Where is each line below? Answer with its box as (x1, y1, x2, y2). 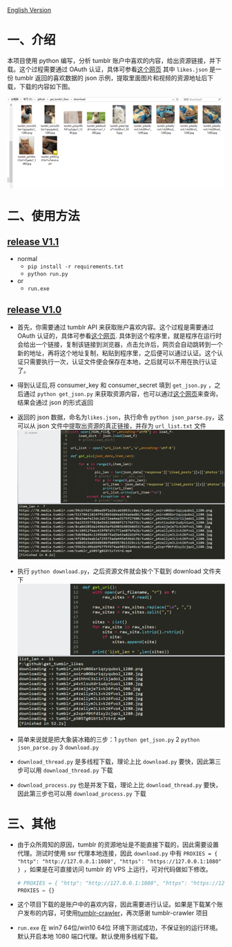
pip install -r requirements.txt (27, 263, 124, 270)
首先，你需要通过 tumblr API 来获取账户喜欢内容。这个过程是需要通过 (17, 323, 214, 332)
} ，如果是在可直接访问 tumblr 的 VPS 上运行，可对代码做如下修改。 (17, 865, 212, 873)
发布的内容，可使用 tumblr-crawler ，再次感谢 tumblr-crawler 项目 (23, 909, 209, 917)
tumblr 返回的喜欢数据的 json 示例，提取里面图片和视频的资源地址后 (14, 73, 208, 82)
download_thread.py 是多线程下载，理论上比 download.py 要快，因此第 (17, 757, 215, 766)
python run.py (27, 270, 68, 278)
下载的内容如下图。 (19, 82, 74, 91)
